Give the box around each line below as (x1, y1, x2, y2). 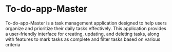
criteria (5, 41, 21, 47)
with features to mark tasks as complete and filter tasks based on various (5, 36, 161, 42)
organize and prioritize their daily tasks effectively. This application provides (5, 25, 167, 31)
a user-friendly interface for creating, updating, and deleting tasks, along (5, 31, 160, 37)
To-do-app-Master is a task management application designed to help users (5, 20, 167, 26)
